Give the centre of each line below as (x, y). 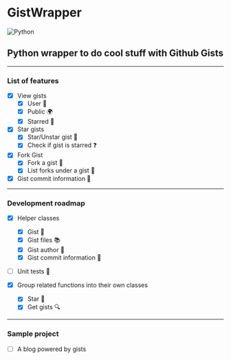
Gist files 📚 (44, 240)
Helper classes (38, 218)
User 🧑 (37, 104)
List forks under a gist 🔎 (61, 170)
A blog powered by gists (52, 349)
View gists (32, 96)
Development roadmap (46, 203)
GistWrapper (45, 13)
